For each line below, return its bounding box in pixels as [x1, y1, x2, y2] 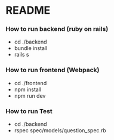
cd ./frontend [14, 79, 47, 86]
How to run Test [5, 107, 53, 115]
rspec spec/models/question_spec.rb [14, 127, 107, 134]
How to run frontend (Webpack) [5, 66, 100, 74]
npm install [14, 86, 42, 93]
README [5, 4, 51, 17]
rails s [14, 51, 29, 58]
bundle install [14, 45, 48, 52]
